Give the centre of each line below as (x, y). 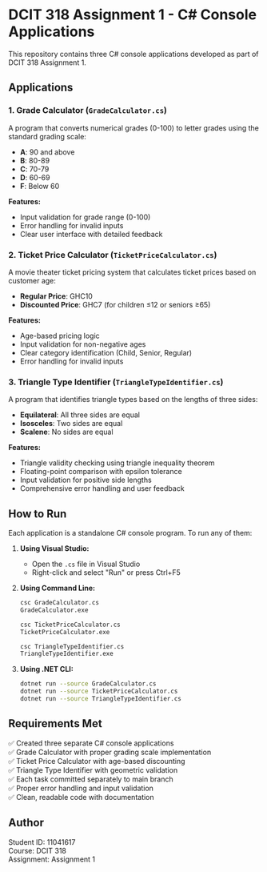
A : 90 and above (47, 152)
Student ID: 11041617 (42, 842)
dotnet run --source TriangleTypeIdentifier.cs (100, 699)
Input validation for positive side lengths (86, 480)
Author (26, 823)
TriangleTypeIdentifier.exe (66, 654)
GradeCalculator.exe (54, 610)
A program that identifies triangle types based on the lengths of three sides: (133, 400)
